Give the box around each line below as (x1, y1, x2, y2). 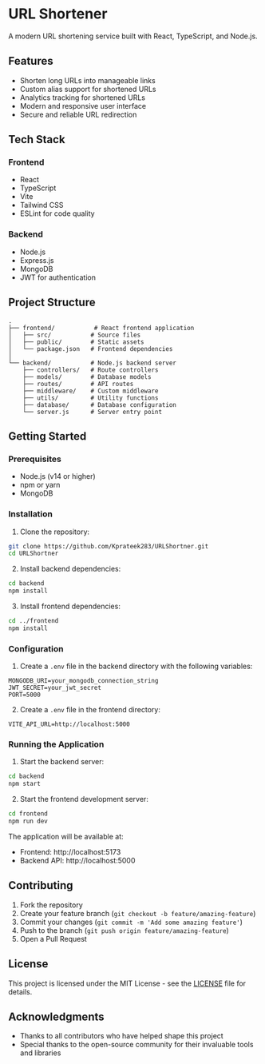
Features (8, 54, 53, 68)
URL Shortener (8, 5, 108, 23)
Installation (8, 508, 53, 520)
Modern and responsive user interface (19, 101, 146, 110)
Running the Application (8, 739, 105, 750)
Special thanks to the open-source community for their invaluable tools (19, 1040, 254, 1050)
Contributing (8, 879, 73, 892)
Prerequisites (8, 453, 61, 464)
